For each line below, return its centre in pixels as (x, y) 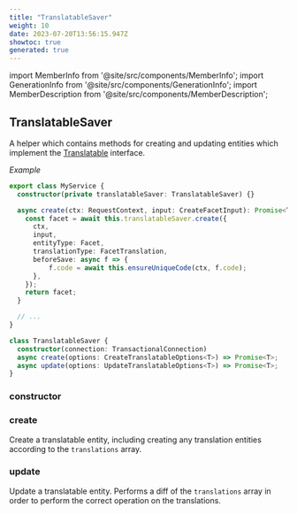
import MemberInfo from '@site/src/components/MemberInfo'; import (137, 75)
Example (25, 170)
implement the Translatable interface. (77, 152)
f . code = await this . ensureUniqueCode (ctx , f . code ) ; (148, 268)
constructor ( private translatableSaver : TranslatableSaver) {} (136, 194)
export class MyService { (57, 186)
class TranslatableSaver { (59, 341)
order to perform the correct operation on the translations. (115, 500)
